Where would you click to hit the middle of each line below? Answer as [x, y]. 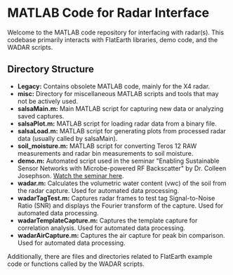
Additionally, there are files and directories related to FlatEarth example [110, 256]
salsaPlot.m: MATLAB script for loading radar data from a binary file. [117, 123]
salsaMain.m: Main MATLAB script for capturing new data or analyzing [120, 108]
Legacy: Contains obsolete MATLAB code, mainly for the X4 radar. [114, 86]
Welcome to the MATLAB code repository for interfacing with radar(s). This [116, 32]
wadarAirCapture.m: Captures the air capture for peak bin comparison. [121, 235]
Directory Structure [51, 69]
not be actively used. [48, 101]
